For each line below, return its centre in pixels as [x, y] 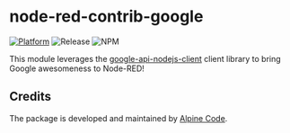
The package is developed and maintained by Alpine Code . [119, 118]
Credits [31, 97]
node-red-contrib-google [106, 17]
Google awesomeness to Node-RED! [77, 68]
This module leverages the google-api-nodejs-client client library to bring [145, 58]
